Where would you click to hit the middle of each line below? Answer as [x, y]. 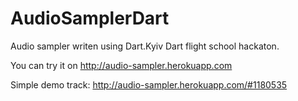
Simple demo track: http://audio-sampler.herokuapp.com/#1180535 [149, 84]
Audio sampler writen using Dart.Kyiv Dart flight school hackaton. [145, 46]
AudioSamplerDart [90, 18]
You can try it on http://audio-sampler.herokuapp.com [121, 65]
